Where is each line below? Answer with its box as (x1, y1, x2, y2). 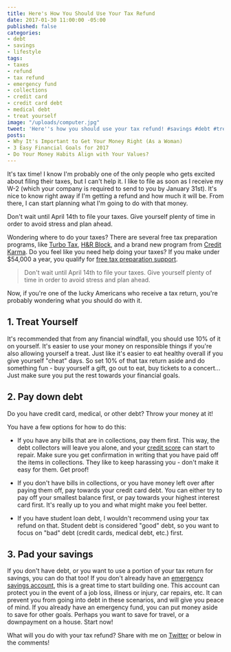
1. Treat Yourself (7, 316, 78, 328)
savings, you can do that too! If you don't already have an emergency (7, 574, 204, 582)
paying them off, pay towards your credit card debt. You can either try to (16, 486, 223, 494)
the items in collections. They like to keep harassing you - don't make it (16, 458, 219, 466)
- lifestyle (7, 49, 41, 56)
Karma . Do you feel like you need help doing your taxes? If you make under (7, 247, 220, 255)
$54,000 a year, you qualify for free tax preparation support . (7, 255, 178, 263)
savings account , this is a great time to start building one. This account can (7, 581, 220, 589)
